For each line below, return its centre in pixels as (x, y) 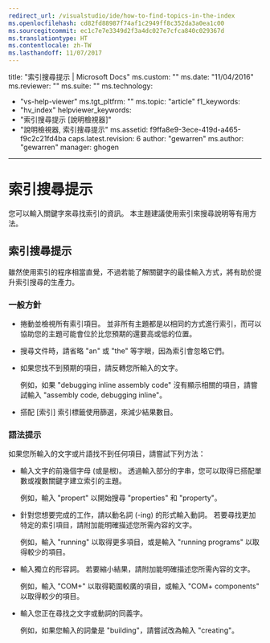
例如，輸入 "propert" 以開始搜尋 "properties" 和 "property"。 (121, 498)
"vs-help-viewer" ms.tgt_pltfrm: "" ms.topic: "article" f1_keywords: (130, 102)
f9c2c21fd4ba (43, 138)
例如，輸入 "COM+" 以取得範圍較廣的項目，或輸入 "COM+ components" (139, 586)
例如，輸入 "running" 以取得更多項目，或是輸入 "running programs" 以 (136, 542)
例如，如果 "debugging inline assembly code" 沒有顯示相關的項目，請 (135, 385)
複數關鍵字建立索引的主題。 (80, 481)
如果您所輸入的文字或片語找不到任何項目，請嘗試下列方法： (107, 454)
